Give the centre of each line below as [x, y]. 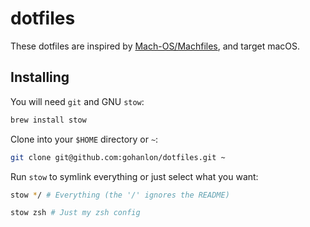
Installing [40, 77]
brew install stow [48, 120]
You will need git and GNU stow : [77, 101]
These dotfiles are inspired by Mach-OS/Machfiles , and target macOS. [155, 46]
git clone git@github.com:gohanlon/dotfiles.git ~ [118, 157]
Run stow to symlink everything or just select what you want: [134, 176]
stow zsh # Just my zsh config [75, 213]
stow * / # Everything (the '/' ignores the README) [120, 195]
